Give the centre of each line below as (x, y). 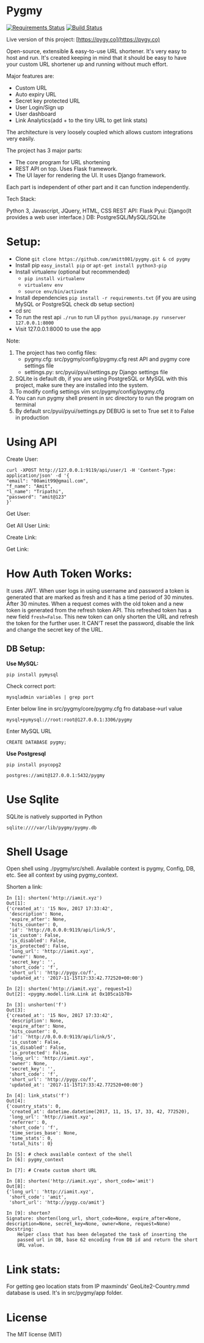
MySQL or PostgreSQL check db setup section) (75, 304)
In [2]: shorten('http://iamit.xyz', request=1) (69, 989)
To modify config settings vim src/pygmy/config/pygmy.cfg (90, 391)
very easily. (21, 139)
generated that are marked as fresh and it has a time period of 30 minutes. (100, 597)
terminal (26, 404)
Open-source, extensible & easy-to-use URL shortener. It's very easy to (97, 51)
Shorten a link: (24, 887)
